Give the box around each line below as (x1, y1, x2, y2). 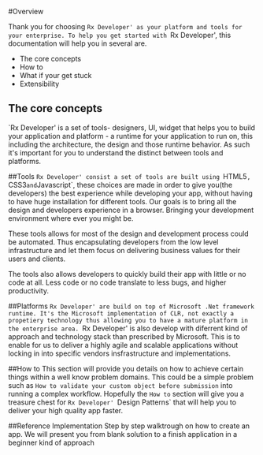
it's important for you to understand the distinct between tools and (8, 147, 224, 157)
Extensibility (19, 79, 60, 88)
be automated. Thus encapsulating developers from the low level (8, 237, 219, 247)
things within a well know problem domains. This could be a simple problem (8, 372, 254, 382)
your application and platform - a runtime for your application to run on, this (8, 131, 254, 140)
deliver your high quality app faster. (8, 405, 124, 415)
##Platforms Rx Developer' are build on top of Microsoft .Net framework (8, 301, 254, 311)
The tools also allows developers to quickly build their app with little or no (8, 269, 246, 278)
